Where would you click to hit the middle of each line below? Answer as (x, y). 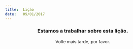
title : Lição (20, 9)
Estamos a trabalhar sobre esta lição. (83, 31)
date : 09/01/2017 (25, 14)
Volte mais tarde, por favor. (83, 41)
